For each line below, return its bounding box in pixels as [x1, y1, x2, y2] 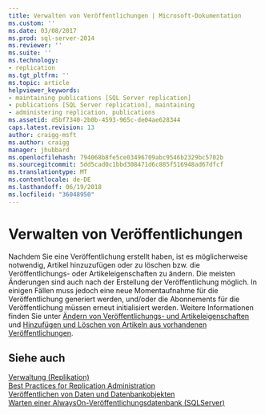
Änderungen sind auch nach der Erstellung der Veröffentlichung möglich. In [8, 277, 258, 287]
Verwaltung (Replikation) [8, 373, 90, 382]
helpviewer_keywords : [8, 86, 81, 95]
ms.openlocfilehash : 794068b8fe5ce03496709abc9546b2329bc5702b [8, 153, 224, 161]
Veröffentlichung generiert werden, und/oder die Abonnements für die [8, 294, 240, 304]
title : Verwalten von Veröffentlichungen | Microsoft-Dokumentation [8, 11, 242, 20]
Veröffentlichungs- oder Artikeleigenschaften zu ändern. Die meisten [8, 268, 236, 278]
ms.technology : [8, 57, 59, 65]
